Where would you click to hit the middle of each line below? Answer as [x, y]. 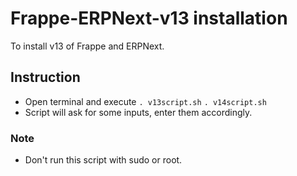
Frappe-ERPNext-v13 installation [149, 18]
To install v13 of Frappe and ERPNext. [87, 46]
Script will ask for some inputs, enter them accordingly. [138, 112]
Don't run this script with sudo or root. [103, 160]
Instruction [45, 77]
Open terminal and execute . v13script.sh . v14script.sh [145, 101]
